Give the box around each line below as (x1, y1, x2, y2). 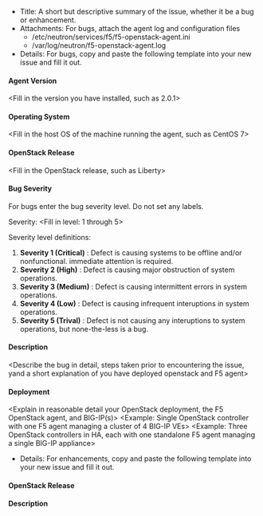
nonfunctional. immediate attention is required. (19, 256, 174, 266)
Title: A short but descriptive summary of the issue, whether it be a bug (19, 7, 254, 16)
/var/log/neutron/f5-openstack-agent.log (31, 41, 167, 50)
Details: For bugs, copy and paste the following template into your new (19, 49, 252, 58)
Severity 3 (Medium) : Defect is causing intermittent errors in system (19, 282, 248, 291)
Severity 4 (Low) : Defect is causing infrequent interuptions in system (19, 298, 249, 308)
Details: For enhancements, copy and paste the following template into (19, 454, 252, 463)
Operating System (8, 112, 70, 121)
